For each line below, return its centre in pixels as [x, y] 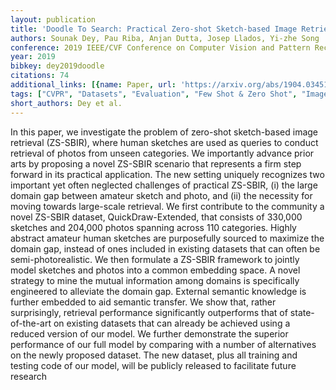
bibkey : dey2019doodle [57, 66]
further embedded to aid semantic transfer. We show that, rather [143, 302]
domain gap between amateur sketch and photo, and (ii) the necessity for [161, 195]
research [29, 376]
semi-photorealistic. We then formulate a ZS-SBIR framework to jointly [155, 259]
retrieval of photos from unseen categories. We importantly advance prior [162, 153]
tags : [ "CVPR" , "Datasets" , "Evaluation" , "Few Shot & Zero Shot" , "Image [169, 94]
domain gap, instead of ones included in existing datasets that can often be [165, 248]
